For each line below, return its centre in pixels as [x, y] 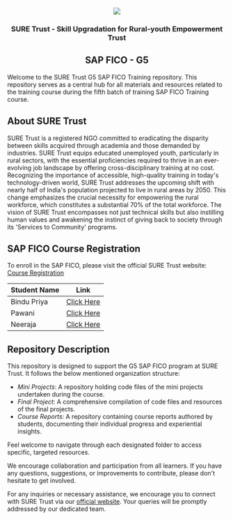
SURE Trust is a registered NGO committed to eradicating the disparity [108, 138]
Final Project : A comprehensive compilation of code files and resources [120, 402]
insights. [29, 431]
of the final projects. [46, 409]
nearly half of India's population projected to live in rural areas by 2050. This [116, 190]
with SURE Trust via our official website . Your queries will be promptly [107, 502]
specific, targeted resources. [49, 452]
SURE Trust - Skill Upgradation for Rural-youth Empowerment [117, 29]
